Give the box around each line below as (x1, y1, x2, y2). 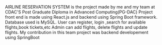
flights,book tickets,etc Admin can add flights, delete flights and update (5, 24, 148, 30)
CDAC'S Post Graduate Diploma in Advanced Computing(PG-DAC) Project (5, 9, 153, 15)
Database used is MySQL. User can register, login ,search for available (5, 19, 146, 25)
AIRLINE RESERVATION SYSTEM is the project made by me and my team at (5, 4, 155, 10)
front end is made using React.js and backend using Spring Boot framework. (5, 14, 158, 20)
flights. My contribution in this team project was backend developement (5, 30, 149, 35)
